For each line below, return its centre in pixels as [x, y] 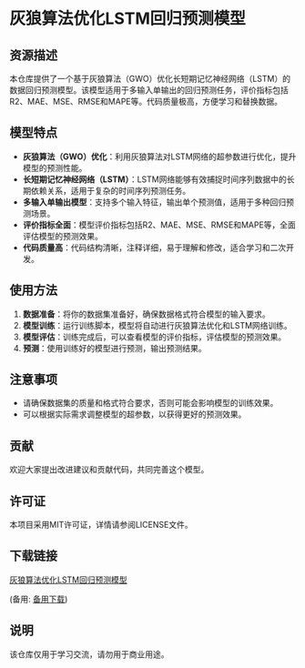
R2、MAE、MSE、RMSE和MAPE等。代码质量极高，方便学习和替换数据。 [146, 101]
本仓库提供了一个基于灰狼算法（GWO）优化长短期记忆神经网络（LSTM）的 [150, 79]
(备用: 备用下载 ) [39, 599]
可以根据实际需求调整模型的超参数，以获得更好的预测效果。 [134, 414]
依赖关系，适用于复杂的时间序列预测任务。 [111, 190]
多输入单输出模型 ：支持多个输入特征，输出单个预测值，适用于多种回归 [154, 202]
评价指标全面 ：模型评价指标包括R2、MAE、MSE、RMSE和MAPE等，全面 [159, 225]
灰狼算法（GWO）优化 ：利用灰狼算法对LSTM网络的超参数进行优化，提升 [159, 157]
